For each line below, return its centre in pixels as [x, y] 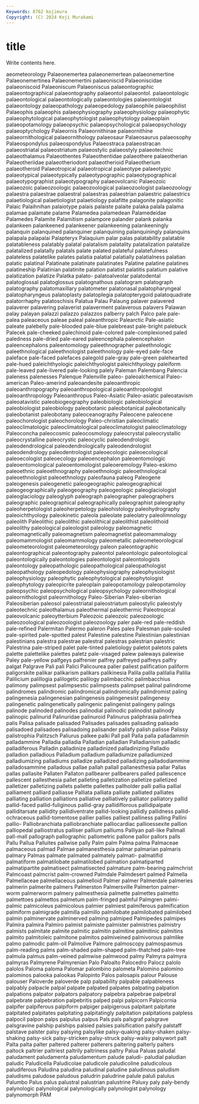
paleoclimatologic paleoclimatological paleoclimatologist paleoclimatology [97, 427]
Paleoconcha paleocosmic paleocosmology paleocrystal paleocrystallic [94, 433]
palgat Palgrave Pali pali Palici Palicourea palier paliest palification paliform [97, 666]
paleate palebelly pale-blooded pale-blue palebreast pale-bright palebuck [97, 326]
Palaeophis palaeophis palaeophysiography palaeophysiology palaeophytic [98, 112]
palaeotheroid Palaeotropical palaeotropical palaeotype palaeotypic [89, 169]
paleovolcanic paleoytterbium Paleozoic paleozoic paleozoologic [85, 616]
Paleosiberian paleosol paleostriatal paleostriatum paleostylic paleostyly [94, 604]
